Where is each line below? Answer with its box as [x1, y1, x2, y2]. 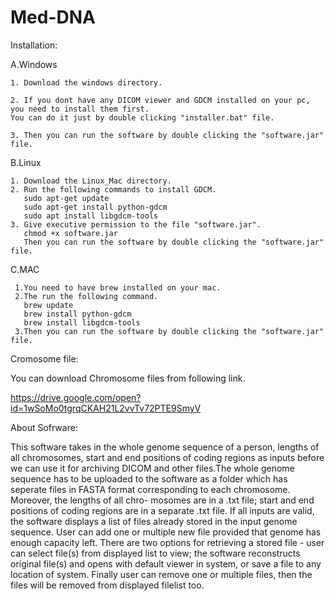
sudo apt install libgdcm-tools [23, 211, 159, 221]
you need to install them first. [10, 104, 150, 114]
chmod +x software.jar [23, 228, 118, 238]
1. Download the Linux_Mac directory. [10, 176, 172, 186]
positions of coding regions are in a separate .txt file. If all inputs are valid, [10, 504, 315, 516]
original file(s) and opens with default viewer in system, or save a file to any [10, 557, 322, 570]
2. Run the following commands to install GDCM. [10, 184, 217, 195]
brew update [23, 300, 74, 310]
